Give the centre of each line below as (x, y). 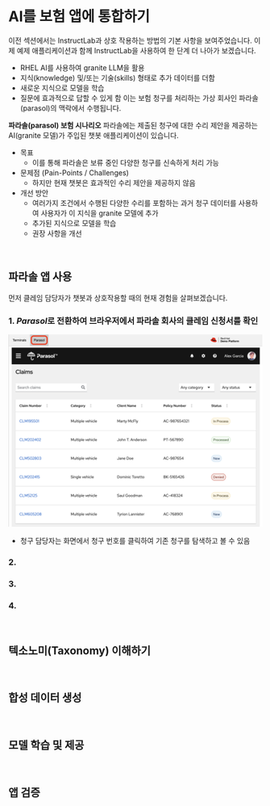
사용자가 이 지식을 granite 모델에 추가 (100, 213)
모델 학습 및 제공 (46, 745)
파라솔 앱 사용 (40, 277)
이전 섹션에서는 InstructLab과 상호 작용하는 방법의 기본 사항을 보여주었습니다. (130, 40)
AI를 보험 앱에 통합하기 (79, 17)
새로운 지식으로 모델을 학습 (62, 88)
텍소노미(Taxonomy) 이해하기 (80, 651)
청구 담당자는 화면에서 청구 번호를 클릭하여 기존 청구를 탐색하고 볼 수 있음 (135, 541)
